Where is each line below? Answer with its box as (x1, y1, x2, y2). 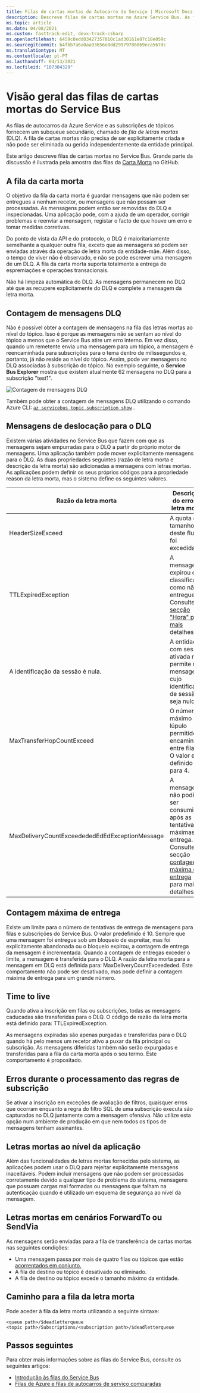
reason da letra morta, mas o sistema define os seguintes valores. (6, 474, 168, 482)
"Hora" (169, 613, 189, 621)
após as (169, 813, 192, 822)
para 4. (169, 766, 190, 774)
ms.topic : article (6, 20, 52, 26)
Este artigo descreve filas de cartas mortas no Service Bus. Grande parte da (6, 152, 193, 160)
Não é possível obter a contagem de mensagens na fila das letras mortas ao (6, 324, 193, 331)
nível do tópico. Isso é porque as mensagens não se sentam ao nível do (6, 330, 182, 337)
